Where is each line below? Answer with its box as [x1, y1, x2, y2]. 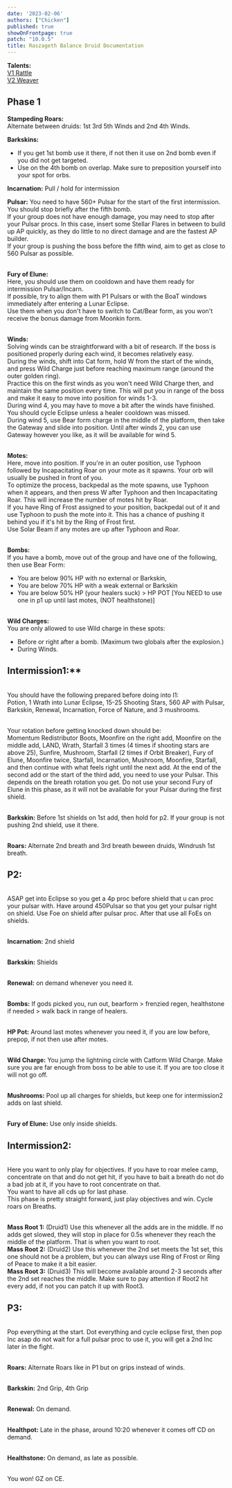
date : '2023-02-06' [7, 10, 64, 17]
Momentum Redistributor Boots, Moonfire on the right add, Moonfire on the [7, 734, 222, 742]
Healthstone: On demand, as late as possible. [7, 1454, 139, 1462]
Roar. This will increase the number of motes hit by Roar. [7, 495, 168, 504]
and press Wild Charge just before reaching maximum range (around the [7, 364, 215, 373]
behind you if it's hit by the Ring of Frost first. [7, 517, 136, 526]
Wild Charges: [7, 617, 50, 625]
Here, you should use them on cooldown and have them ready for [7, 277, 195, 285]
